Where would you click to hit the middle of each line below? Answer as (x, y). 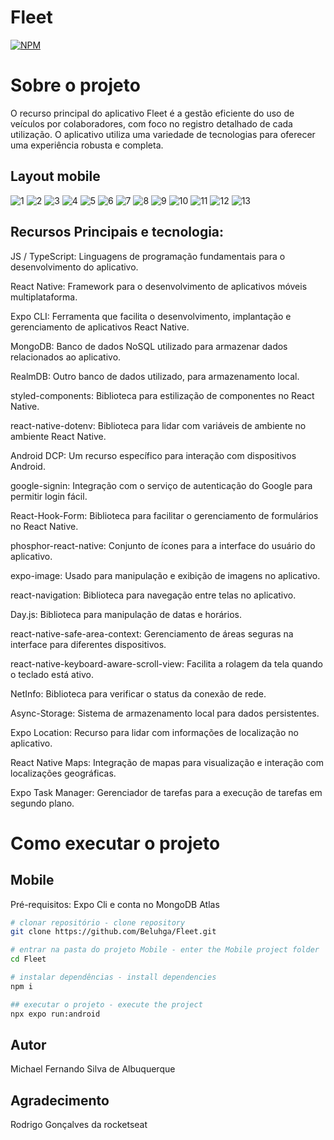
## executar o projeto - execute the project (106, 1004)
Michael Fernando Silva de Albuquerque (93, 1069)
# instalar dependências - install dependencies (113, 977)
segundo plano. (42, 803)
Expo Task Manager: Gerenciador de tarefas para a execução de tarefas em (166, 792)
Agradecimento (60, 1100)
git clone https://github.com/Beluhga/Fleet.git (113, 932)
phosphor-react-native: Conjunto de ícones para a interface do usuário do (163, 545)
